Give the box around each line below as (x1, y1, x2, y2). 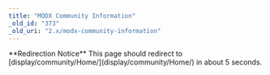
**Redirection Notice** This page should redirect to (8, 49, 183, 59)
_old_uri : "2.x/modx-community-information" (8, 27, 161, 35)
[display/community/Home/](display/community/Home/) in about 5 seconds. (8, 57, 263, 67)
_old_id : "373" (8, 19, 60, 27)
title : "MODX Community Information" (8, 11, 136, 20)
